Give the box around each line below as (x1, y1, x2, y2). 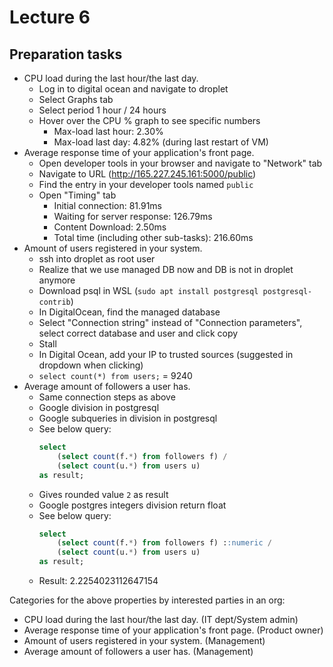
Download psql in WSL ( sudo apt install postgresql (38, 285, 259, 296)
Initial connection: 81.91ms (53, 200, 162, 211)
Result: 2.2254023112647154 (38, 575, 159, 586)
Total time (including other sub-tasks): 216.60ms (53, 232, 254, 243)
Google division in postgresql (38, 402, 160, 413)
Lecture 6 (9, 6, 91, 29)
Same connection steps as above (38, 391, 176, 403)
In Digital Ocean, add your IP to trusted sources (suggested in (38, 349, 294, 360)
